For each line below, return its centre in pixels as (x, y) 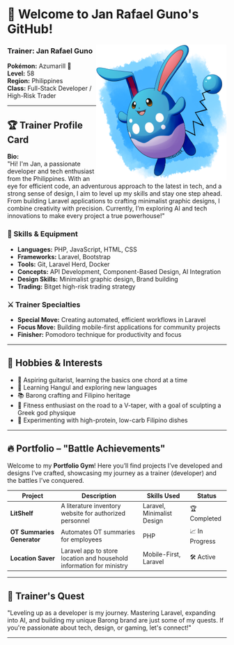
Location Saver (33, 558)
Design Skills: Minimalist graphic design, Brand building (98, 279)
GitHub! (30, 29)
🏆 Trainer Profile (45, 125)
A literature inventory (91, 506)
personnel (76, 521)
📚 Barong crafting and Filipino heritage (74, 395)
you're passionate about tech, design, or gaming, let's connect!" (99, 628)
